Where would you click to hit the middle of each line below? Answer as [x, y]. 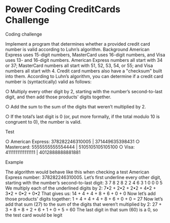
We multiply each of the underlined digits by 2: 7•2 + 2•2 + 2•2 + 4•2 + [81, 188]
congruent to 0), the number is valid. [43, 122]
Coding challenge [24, 34]
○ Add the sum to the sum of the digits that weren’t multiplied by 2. [76, 106]
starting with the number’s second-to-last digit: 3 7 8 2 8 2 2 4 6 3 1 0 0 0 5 [84, 182]
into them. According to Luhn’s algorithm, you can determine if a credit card [84, 76]
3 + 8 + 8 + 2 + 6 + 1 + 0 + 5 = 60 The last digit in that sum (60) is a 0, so [82, 209]
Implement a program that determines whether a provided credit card [78, 44]
